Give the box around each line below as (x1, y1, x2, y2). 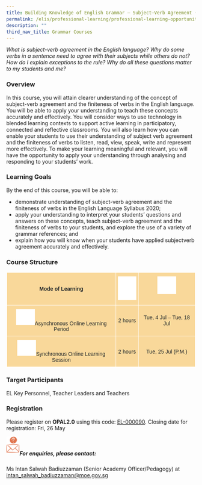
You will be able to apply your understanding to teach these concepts (6, 107, 179, 114)
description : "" (6, 22, 47, 28)
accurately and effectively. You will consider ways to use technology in (6, 113, 182, 120)
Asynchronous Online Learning (34, 320, 107, 327)
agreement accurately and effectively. (14, 242, 109, 250)
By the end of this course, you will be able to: (6, 187, 118, 194)
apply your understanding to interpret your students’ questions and (14, 211, 182, 218)
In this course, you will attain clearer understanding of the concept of (6, 94, 177, 101)
